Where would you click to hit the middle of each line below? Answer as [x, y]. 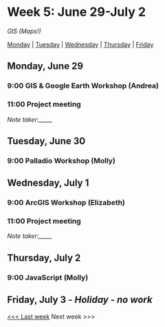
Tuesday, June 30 [46, 141]
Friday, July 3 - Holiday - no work [80, 300]
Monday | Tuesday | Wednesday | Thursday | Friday [80, 44]
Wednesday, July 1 [48, 183]
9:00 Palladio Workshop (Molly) [61, 161]
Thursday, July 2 [44, 258]
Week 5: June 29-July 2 [77, 12]
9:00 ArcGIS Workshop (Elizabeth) [66, 203]
